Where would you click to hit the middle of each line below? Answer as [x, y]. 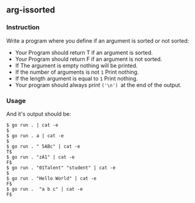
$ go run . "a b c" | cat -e [45, 189]
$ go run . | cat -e [33, 125]
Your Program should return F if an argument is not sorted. [89, 59]
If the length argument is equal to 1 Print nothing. [76, 78]
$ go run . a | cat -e [35, 136]
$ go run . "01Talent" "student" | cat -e [61, 168]
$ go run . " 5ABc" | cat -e [43, 146]
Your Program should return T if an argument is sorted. [84, 52]
